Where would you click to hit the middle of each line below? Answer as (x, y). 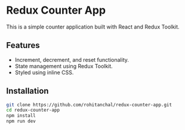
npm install (21, 116)
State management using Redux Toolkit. (64, 66)
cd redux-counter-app (33, 110)
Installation (27, 91)
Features (23, 45)
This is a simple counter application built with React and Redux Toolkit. (93, 27)
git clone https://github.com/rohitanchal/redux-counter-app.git (89, 104)
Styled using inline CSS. (44, 72)
